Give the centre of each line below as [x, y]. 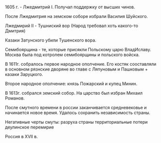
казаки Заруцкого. [24, 74]
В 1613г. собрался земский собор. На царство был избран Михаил [74, 93]
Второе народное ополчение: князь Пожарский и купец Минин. [71, 84]
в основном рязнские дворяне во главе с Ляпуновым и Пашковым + [76, 69]
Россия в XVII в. [21, 136]
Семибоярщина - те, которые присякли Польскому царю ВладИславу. [78, 50]
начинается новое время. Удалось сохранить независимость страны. [78, 113]
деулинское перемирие [30, 127]
